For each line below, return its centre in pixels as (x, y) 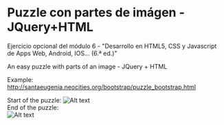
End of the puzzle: (33, 107)
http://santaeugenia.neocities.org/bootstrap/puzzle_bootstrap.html (102, 87)
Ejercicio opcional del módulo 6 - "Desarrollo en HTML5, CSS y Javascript (112, 46)
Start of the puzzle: (34, 100)
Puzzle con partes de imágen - (96, 13)
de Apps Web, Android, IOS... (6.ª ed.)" (62, 53)
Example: (20, 79)
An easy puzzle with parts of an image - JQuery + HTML (87, 66)
